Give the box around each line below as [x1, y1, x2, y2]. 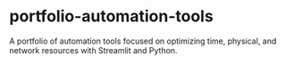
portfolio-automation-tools [9, 6, 214, 27]
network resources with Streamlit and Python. [9, 44, 178, 55]
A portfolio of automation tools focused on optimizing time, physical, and [9, 36, 277, 46]
